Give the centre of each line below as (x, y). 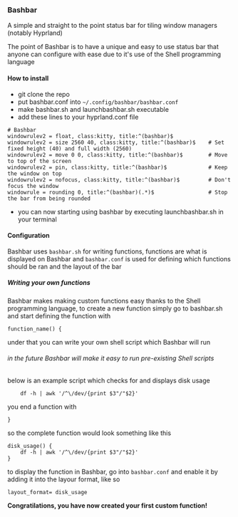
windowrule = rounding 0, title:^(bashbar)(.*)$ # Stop (118, 192)
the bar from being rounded (49, 198)
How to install (28, 78)
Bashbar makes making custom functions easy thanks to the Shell (104, 301)
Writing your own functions (49, 283)
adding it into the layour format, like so (64, 479)
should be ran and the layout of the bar (64, 266)
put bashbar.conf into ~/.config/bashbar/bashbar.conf (98, 102)
